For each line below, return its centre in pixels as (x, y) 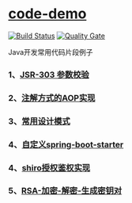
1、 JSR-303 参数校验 (49, 75)
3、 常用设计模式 (40, 121)
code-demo (47, 14)
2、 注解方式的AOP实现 (52, 98)
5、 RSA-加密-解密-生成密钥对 (65, 191)
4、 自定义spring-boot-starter (66, 144)
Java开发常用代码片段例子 (51, 52)
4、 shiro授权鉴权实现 (49, 167)
